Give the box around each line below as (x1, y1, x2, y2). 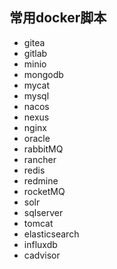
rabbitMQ (23, 143, 64, 155)
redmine (23, 174, 59, 187)
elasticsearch (23, 228, 80, 240)
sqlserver (23, 206, 64, 218)
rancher (23, 153, 57, 165)
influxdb (23, 238, 58, 250)
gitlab (23, 47, 48, 59)
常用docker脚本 (9, 9, 107, 27)
